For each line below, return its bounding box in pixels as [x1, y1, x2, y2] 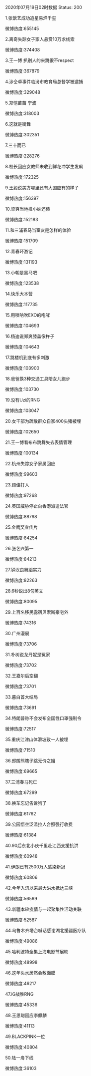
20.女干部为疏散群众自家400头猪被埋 [5, 418, 81, 424]
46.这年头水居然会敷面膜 [5, 970, 56, 976]
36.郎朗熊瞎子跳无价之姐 [5, 758, 56, 763]
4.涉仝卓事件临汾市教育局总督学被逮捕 [5, 79, 84, 84]
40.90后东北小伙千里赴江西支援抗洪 [5, 843, 79, 848]
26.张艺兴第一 [5, 546, 34, 551]
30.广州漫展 [5, 631, 30, 636]
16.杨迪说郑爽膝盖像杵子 [5, 334, 55, 339]
